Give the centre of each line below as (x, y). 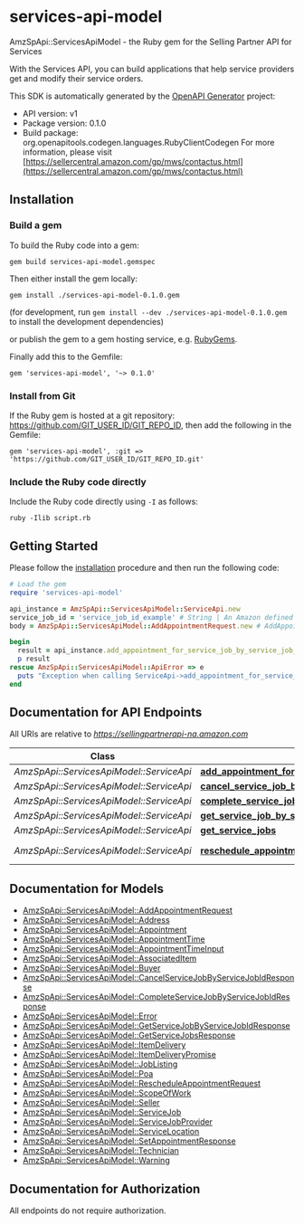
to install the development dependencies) (87, 321)
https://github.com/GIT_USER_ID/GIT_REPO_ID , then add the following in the (151, 425)
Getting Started (54, 546)
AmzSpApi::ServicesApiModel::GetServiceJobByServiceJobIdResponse (157, 1026)
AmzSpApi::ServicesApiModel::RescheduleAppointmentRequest (141, 1084)
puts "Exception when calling (74, 676)
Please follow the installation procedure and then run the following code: (144, 568)
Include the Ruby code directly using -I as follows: (104, 502)
